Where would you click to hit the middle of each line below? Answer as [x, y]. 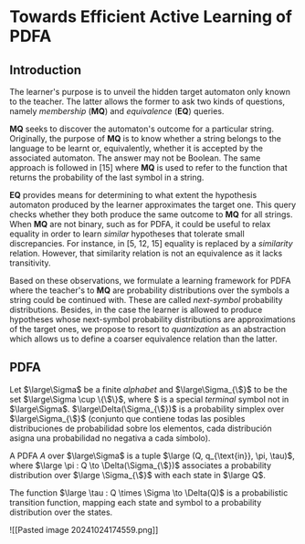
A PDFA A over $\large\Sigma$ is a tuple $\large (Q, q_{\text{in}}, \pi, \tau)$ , [152, 455]
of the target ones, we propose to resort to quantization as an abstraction [147, 329]
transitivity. [31, 263]
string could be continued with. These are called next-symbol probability [146, 300]
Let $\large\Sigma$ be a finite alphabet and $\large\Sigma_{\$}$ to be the [148, 389]
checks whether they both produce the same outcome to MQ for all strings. [151, 214]
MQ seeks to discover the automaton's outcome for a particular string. [142, 129]
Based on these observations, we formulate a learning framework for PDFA [150, 281]
